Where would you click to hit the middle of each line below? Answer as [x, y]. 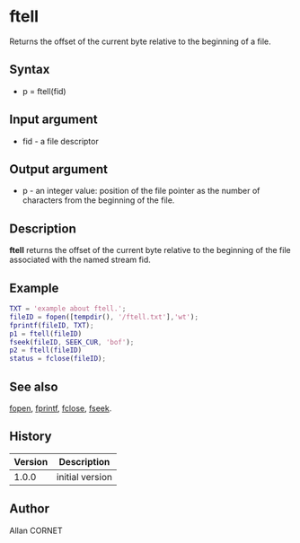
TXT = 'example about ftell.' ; [68, 309]
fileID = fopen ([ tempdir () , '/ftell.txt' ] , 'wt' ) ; [104, 317]
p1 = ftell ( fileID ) [46, 334]
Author [29, 509]
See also [34, 386]
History [31, 437]
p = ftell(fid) [44, 91]
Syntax [30, 70]
